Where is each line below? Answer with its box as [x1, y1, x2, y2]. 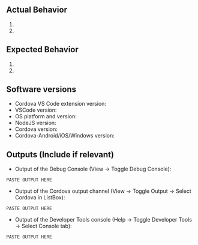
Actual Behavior [6, 5, 68, 15]
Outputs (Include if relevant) [6, 150, 114, 160]
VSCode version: [14, 106, 57, 113]
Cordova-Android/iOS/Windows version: [14, 132, 115, 139]
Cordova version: [14, 126, 58, 133]
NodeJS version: [14, 119, 56, 127]
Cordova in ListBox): [14, 194, 65, 201]
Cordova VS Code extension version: [14, 100, 107, 107]
